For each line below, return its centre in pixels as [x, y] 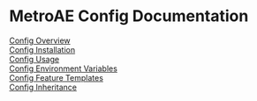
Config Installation [42, 49]
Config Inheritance [43, 87]
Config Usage [34, 59]
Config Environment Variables [63, 69]
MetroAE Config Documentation [129, 16]
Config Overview [40, 40]
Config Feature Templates [57, 77]
